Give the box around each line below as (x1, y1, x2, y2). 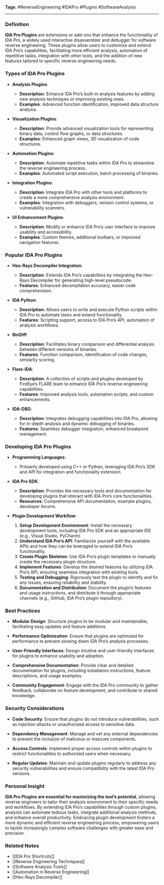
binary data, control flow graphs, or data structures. (19, 131, 123, 136)
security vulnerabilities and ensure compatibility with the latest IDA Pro (12, 765, 155, 771)
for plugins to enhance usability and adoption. (12, 653, 105, 659)
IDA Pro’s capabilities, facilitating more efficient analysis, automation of (5, 47, 148, 53)
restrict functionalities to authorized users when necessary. (12, 751, 132, 756)
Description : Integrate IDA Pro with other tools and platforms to (19, 189, 147, 195)
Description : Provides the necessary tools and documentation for (19, 488, 152, 494)
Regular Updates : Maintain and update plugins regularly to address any (12, 760, 156, 766)
